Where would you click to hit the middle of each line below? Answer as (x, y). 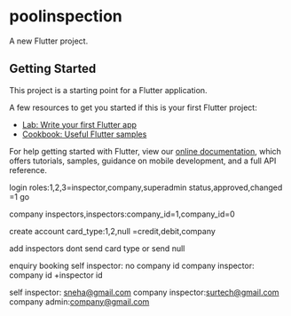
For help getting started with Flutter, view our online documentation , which (145, 151)
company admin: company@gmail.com (79, 301)
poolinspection (66, 16)
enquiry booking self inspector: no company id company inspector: (132, 265)
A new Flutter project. (49, 41)
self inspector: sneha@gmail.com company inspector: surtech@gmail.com (144, 292)
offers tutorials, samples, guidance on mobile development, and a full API (143, 161)
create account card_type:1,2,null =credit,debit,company (112, 231)
